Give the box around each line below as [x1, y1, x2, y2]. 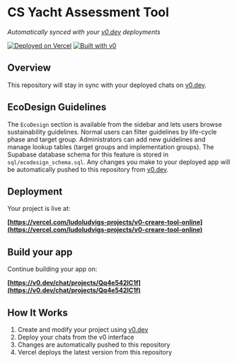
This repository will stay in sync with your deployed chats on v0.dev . [7, 81, 207, 89]
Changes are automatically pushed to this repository [17, 340, 170, 349]
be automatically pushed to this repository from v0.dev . [7, 165, 168, 173]
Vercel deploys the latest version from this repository [17, 348, 173, 356]
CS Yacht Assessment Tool [7, 4, 170, 21]
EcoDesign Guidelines [7, 101, 107, 113]
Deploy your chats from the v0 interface [17, 333, 134, 341]
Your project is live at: [7, 204, 71, 213]
